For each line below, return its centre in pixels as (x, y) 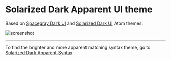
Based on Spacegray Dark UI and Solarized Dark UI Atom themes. (74, 23)
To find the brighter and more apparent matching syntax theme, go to (78, 47)
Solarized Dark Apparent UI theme (79, 9)
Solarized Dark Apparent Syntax (39, 53)
